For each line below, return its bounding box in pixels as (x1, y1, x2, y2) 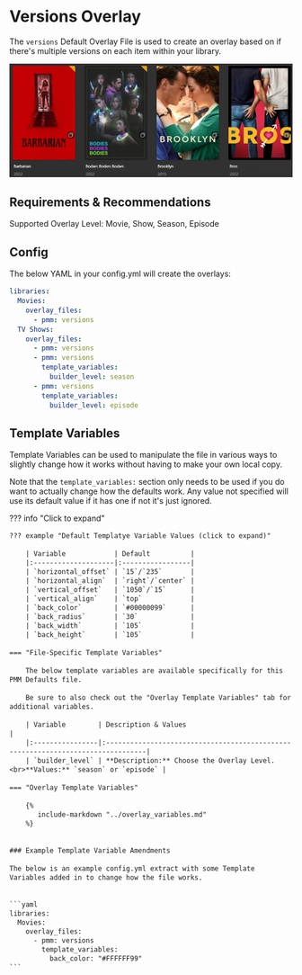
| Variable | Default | (25, 550, 195, 559)
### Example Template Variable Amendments (9, 846, 171, 855)
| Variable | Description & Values (25, 720, 187, 729)
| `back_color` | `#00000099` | (25, 604, 195, 613)
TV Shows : (17, 325, 54, 334)
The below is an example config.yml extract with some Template (9, 864, 255, 873)
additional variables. (9, 702, 94, 711)
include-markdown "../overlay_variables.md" (37, 810, 207, 819)
